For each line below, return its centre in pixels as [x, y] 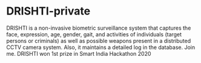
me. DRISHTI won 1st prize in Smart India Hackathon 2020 [79, 53]
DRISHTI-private [48, 11]
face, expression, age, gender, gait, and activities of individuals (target [94, 34]
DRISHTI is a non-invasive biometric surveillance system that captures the [99, 28]
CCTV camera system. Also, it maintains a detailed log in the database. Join [101, 47]
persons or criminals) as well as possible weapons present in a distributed [99, 41]
